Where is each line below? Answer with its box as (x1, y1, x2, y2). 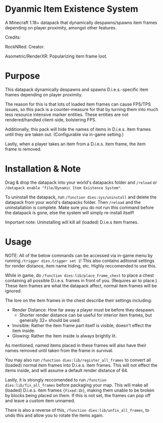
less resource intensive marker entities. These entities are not (5, 111, 129, 117)
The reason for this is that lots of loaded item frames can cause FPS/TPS (5, 101, 151, 107)
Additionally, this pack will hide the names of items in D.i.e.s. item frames (5, 126, 151, 132)
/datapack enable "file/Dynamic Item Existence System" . (5, 184, 122, 190)
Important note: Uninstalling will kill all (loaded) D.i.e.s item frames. (5, 219, 139, 225)
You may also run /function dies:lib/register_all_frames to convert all (5, 357, 151, 363)
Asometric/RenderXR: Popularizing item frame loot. (5, 53, 108, 59)
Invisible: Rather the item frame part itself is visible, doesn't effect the (12, 322, 152, 328)
